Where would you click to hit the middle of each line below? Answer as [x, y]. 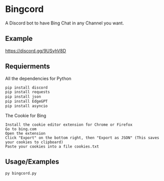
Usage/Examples [32, 162]
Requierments [28, 67]
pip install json [23, 97]
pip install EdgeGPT [27, 101]
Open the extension [25, 133]
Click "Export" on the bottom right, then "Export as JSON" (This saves [82, 138]
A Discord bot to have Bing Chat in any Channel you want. [65, 23]
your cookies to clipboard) [34, 142]
